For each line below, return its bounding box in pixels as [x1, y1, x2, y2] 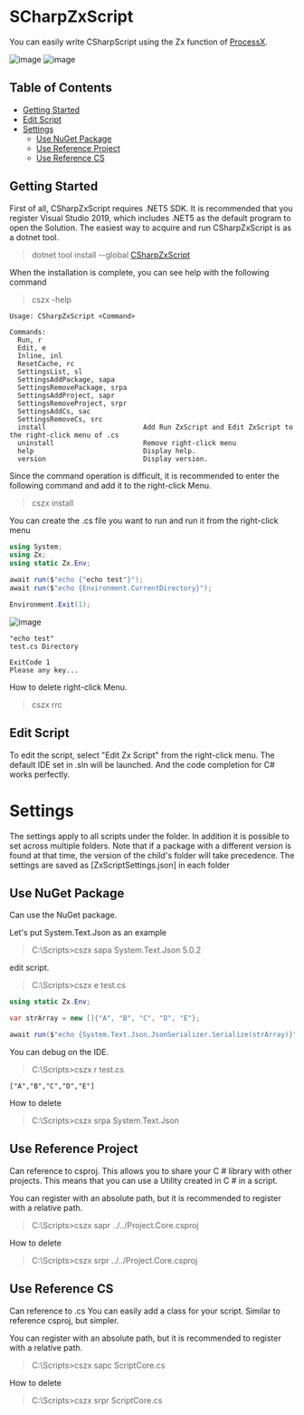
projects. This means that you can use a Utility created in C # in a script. [9, 1175, 279, 1186]
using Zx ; [9, 550, 47, 559]
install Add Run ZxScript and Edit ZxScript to [17, 422, 294, 431]
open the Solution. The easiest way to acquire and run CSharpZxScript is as [9, 222, 292, 233]
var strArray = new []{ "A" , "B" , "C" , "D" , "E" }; [9, 1013, 201, 1023]
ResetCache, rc [17, 359, 75, 368]
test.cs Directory [9, 642, 79, 651]
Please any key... [9, 665, 79, 674]
